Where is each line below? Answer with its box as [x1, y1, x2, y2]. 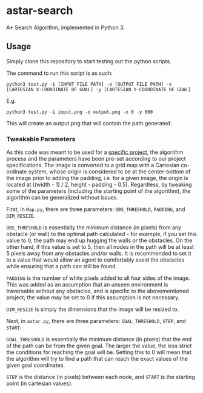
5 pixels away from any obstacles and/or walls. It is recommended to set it [6, 250, 192, 257]
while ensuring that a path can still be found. [6, 263, 117, 270]
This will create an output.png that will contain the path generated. [6, 119, 172, 127]
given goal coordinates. [6, 361, 65, 369]
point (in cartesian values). [6, 380, 73, 387]
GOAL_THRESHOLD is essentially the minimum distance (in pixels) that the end [6, 336, 192, 343]
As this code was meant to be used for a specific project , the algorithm [6, 148, 184, 156]
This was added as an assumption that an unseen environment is [6, 281, 168, 288]
